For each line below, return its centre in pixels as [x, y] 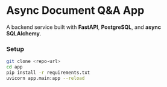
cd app [14, 67]
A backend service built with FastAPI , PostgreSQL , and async [84, 27]
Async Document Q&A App [75, 10]
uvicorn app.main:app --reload [46, 78]
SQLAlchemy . [24, 33]
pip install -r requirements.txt [48, 73]
